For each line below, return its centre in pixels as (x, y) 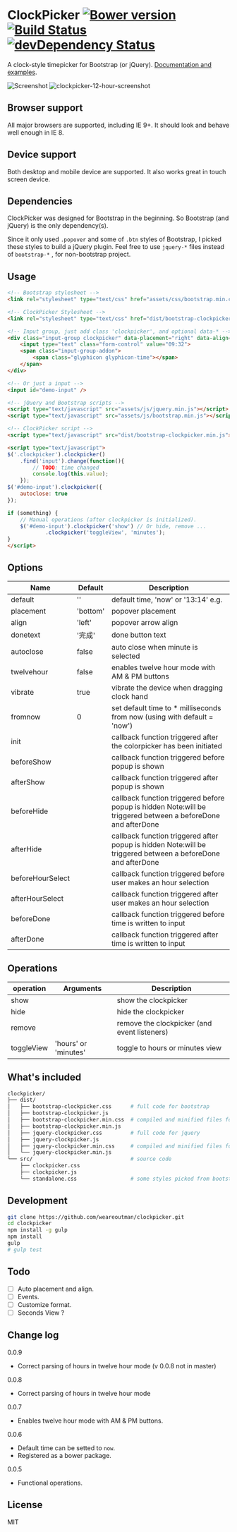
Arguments (83, 988)
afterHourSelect (37, 898)
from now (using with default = (163, 717)
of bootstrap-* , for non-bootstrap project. (69, 255)
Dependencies (40, 201)
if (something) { (33, 513)
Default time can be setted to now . (66, 1448)
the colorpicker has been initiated (167, 746)
